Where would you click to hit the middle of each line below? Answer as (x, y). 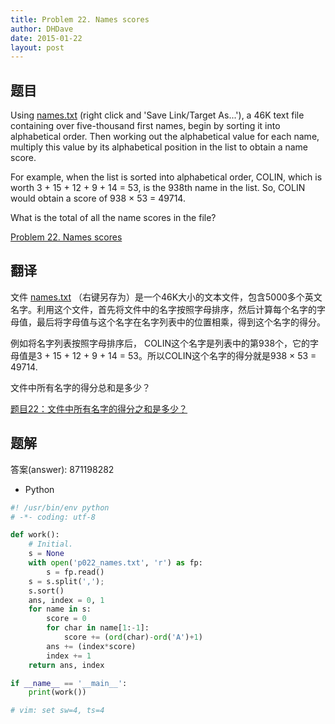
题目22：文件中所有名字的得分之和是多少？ (99, 408)
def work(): (35, 535)
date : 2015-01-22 (46, 38)
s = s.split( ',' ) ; (66, 581)
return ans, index (66, 665)
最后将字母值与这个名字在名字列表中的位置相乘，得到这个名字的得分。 (181, 322)
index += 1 (69, 656)
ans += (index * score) (91, 646)
